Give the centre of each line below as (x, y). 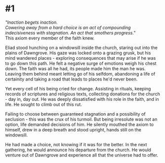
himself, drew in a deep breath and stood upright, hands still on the (73, 129)
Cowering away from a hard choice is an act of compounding (68, 27)
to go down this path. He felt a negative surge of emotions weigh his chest (81, 63)
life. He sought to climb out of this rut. (44, 104)
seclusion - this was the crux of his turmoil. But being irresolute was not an (81, 119)
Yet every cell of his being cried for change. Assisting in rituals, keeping (78, 88)
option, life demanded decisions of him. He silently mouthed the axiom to (80, 124)
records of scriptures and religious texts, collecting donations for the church (83, 94)
